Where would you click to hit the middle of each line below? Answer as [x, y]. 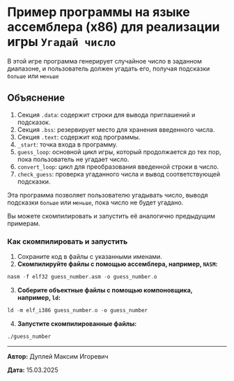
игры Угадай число [62, 42]
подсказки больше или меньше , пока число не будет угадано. [95, 202]
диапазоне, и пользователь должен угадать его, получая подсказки [109, 68]
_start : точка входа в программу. [68, 144]
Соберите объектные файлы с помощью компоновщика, [105, 290]
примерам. [24, 223]
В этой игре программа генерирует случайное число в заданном [104, 61]
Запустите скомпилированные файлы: [77, 323]
